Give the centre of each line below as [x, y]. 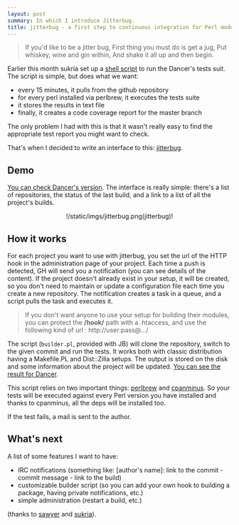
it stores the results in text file [61, 105]
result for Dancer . [33, 374]
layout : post [27, 14]
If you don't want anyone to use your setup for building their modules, [127, 315]
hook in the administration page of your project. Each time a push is [106, 263]
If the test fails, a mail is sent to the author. [69, 417]
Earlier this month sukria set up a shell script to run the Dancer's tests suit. [116, 69]
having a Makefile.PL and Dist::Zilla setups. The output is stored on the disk [118, 359]
